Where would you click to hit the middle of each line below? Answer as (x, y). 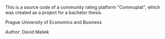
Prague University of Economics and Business (54, 22)
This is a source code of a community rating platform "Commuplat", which (83, 7)
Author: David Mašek (27, 32)
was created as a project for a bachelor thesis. (54, 12)
